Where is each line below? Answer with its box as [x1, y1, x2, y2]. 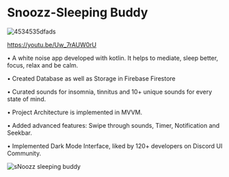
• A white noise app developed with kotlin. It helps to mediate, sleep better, [7, 53, 219, 62]
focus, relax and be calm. [7, 61, 79, 69]
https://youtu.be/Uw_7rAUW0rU [7, 40, 97, 49]
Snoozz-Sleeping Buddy [7, 5, 148, 21]
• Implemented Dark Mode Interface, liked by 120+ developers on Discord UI [7, 141, 223, 150]
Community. [7, 149, 42, 157]
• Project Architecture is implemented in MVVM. [7, 108, 142, 116]
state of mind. [7, 94, 46, 103]
